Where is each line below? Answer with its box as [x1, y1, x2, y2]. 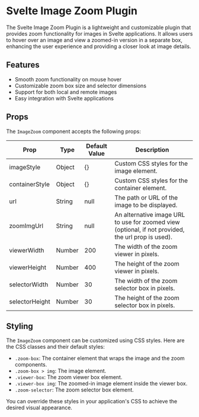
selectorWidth [9, 280, 49, 289]
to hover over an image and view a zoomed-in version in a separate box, [6, 36, 182, 43]
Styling [6, 321, 34, 331]
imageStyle [9, 163, 41, 171]
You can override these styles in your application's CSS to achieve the [6, 398, 178, 405]
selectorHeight [9, 297, 50, 305]
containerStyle [9, 180, 50, 188]
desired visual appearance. [6, 404, 73, 411]
